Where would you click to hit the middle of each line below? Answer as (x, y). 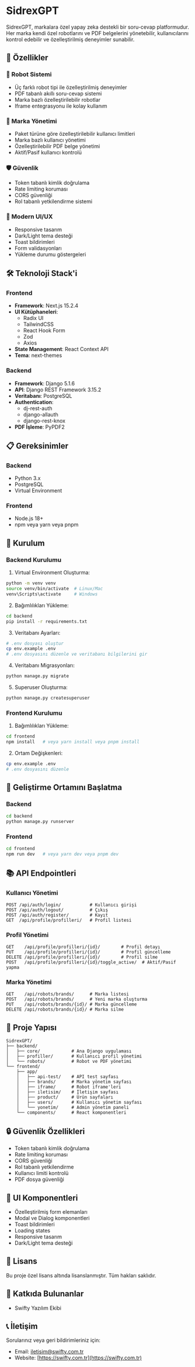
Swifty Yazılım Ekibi (38, 1308)
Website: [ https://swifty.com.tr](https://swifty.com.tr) (78, 1358)
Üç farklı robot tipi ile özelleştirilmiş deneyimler (71, 87)
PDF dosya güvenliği (39, 1179)
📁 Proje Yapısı (32, 1027)
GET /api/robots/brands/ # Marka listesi (68, 994)
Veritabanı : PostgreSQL (43, 395)
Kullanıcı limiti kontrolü (41, 1173)
